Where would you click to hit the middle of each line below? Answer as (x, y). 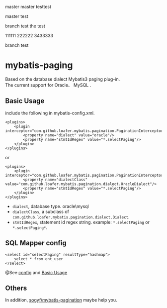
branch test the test (25, 26)
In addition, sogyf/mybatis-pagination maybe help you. (61, 300)
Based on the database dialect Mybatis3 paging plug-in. (63, 79)
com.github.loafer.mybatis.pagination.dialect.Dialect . (71, 217)
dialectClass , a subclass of (41, 211)
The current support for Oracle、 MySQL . (48, 85)
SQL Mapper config (36, 243)
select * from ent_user (39, 259)
